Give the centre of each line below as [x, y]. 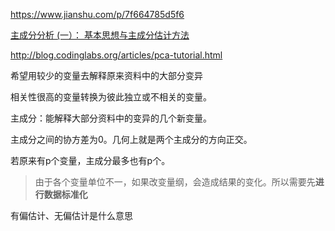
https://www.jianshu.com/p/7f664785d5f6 [97, 14]
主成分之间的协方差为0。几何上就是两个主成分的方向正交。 [131, 139]
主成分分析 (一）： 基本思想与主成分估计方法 [100, 35]
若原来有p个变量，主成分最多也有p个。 [90, 160]
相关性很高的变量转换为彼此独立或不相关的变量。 [111, 97]
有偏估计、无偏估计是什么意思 [71, 215]
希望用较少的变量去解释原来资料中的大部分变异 [106, 75]
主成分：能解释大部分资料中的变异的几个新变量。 [111, 118]
